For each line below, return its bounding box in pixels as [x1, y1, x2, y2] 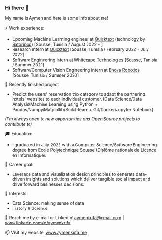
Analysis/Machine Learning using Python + [12, 101, 98, 107]
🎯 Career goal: [5, 162, 34, 168]
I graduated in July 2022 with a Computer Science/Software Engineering [12, 142, 157, 148]
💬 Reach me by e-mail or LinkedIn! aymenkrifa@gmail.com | [5, 215, 124, 221]
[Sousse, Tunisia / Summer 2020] [12, 72, 79, 78]
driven [12, 176, 25, 182]
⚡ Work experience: [5, 25, 44, 31]
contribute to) [5, 121, 32, 127]
